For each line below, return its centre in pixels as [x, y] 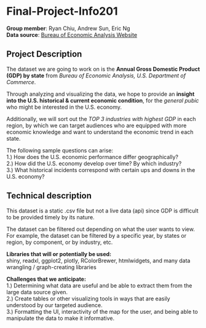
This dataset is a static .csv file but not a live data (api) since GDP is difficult [102, 211]
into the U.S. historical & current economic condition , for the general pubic [103, 100]
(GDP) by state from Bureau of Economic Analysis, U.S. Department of [96, 76]
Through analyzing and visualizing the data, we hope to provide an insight [101, 94]
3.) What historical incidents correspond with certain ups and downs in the [101, 170]
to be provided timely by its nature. [50, 217]
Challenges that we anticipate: [46, 279]
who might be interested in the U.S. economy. [64, 107]
